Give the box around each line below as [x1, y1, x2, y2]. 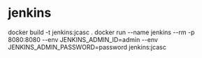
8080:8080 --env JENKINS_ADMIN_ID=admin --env [8, 35, 158, 43]
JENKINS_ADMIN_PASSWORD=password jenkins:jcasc [8, 43, 166, 51]
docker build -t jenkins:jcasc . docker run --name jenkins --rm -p [8, 28, 195, 36]
